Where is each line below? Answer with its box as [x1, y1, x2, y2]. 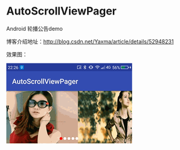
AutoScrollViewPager [6, 4, 117, 18]
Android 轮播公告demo [6, 25, 63, 32]
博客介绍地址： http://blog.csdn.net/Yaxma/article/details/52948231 [6, 37, 174, 45]
